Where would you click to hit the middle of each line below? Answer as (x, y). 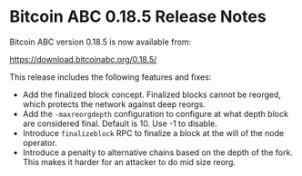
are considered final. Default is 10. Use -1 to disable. (120, 123)
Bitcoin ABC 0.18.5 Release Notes (138, 17)
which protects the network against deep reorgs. (114, 104)
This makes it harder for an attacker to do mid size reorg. (129, 161)
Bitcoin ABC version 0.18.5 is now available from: (101, 42)
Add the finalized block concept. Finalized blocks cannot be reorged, (152, 94)
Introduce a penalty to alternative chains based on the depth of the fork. (158, 152)
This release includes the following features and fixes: (111, 77)
